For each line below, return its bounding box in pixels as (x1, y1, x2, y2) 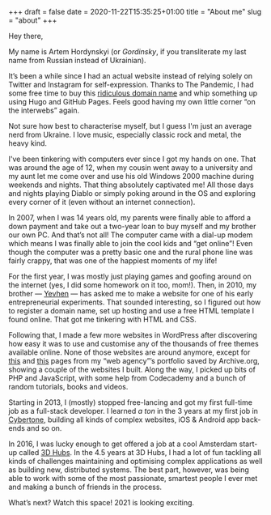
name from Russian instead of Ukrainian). (8, 56, 147, 65)
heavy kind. (8, 138, 47, 148)
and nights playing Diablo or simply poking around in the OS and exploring (8, 189, 256, 198)
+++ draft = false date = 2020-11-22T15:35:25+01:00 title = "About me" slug (8, 7, 262, 16)
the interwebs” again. (8, 105, 80, 115)
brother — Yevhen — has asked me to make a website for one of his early (8, 289, 254, 298)
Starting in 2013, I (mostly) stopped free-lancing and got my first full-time (8, 398, 253, 407)
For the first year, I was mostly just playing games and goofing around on (8, 271, 252, 281)
